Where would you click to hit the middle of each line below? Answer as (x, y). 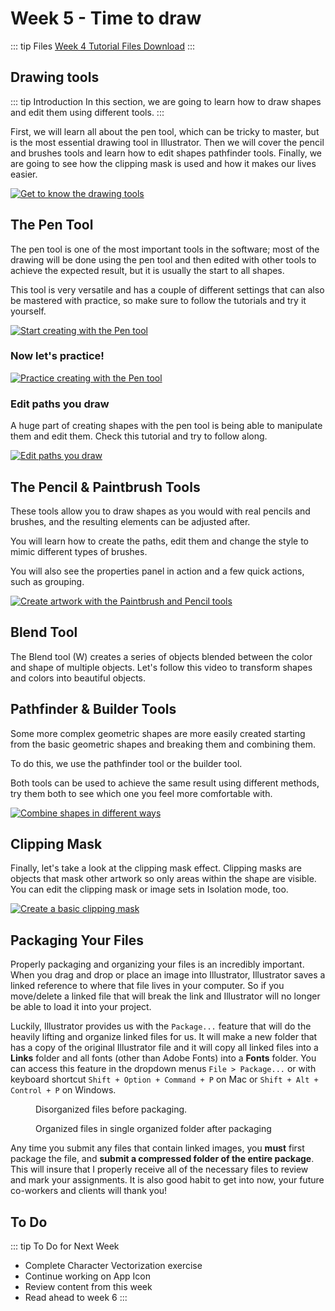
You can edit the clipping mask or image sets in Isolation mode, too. (149, 889)
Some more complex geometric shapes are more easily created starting (158, 733)
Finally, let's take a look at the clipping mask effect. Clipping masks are (156, 868)
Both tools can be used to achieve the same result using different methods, (165, 783)
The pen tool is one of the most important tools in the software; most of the (165, 249)
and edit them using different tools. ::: (87, 112)
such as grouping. (47, 581)
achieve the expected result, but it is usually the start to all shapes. (147, 270)
